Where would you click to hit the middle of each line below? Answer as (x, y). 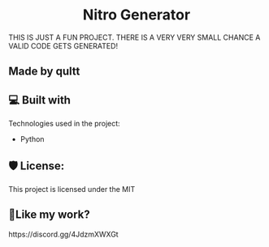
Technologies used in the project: (64, 124)
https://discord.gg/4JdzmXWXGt (64, 234)
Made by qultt (44, 72)
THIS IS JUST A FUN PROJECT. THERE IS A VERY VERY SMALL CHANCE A (134, 37)
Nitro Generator (137, 15)
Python (32, 139)
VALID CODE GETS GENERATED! (63, 45)
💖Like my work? (50, 215)
